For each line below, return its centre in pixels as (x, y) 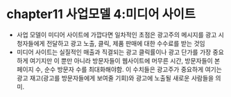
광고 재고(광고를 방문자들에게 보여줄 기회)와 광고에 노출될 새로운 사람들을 (115, 78)
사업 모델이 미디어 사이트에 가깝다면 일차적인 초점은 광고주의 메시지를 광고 (117, 35)
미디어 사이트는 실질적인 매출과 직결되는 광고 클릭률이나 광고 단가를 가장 (114, 52)
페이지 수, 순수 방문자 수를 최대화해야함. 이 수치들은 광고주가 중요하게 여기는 (119, 69)
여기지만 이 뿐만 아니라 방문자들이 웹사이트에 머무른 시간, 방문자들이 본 (125, 60)
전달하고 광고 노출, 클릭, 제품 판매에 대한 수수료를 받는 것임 (126, 43)
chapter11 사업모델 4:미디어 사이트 (101, 14)
